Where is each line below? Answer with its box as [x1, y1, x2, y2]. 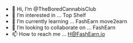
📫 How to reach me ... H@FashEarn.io [11, 31, 105, 37]
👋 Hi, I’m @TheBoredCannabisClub [11, 6, 97, 12]
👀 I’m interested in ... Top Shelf [11, 12, 87, 19]
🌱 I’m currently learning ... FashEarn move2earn [11, 18, 128, 24]
